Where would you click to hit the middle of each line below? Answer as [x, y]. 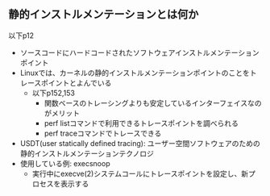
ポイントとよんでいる [77, 82]
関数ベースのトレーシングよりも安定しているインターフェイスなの [153, 102]
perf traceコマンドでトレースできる [103, 133]
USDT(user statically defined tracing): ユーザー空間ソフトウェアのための [140, 143]
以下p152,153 [53, 93]
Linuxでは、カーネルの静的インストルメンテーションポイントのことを [135, 73]
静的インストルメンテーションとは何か [104, 15]
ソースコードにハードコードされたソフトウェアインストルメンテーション [139, 52]
